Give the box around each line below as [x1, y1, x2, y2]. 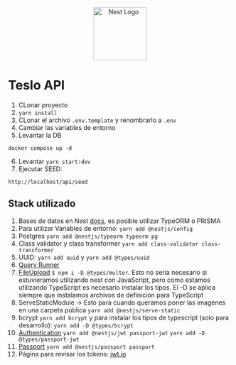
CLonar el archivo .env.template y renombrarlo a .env [18, 116, 176, 124]
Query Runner [18, 260, 60, 269]
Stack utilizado [8, 197, 76, 209]
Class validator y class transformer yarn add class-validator [18, 239, 199, 248]
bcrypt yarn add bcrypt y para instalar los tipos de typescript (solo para [18, 313, 230, 322]
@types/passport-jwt [18, 336, 80, 343]
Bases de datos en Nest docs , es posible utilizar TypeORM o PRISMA [18, 217, 221, 225]
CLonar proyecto [18, 100, 68, 109]
